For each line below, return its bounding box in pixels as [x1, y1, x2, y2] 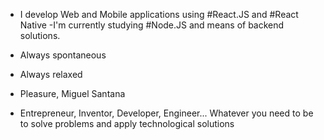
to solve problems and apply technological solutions [19, 118, 235, 129]
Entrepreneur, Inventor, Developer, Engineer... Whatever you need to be [19, 107, 314, 119]
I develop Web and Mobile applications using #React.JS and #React [19, 9, 299, 20]
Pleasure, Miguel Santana [19, 88, 126, 99]
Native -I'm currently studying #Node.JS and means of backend [19, 19, 285, 31]
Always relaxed [19, 69, 83, 80]
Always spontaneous [19, 49, 107, 61]
